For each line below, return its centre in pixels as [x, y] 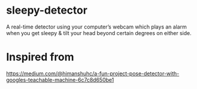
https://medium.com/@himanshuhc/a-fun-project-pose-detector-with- [93, 73]
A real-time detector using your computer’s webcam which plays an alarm [96, 27]
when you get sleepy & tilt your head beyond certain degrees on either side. [99, 33]
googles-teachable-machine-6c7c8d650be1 [60, 80]
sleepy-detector [47, 10]
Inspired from [40, 57]
